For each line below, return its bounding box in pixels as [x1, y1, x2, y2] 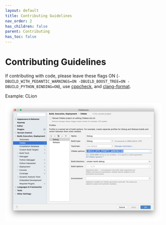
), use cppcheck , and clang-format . [58, 83, 131, 89]
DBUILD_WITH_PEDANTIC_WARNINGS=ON [5, 79, 77, 84]
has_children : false [5, 24, 48, 29]
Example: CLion [5, 93, 37, 99]
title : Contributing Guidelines [5, 13, 72, 18]
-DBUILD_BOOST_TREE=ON [79, 79, 126, 84]
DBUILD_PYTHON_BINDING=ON [5, 84, 59, 89]
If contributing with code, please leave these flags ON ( [5, 73, 118, 79]
